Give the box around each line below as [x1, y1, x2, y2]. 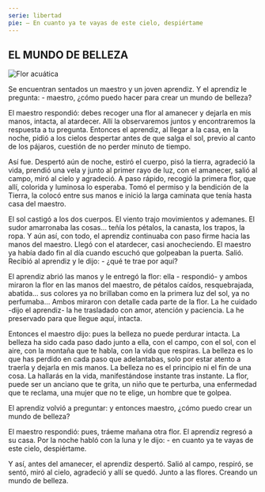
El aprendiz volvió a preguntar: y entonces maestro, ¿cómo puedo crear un [8, 403, 252, 413]
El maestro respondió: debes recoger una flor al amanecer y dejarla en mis [8, 108, 252, 118]
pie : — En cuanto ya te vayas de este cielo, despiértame [8, 19, 203, 27]
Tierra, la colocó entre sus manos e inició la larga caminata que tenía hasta [8, 191, 252, 200]
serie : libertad [8, 11, 62, 20]
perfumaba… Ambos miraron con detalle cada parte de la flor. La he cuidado [8, 297, 258, 307]
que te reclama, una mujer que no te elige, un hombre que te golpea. [8, 388, 232, 398]
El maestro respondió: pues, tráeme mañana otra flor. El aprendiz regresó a [8, 427, 253, 437]
